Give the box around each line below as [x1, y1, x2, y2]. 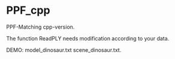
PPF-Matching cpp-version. [6, 23, 75, 30]
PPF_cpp [6, 4, 50, 17]
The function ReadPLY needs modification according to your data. [6, 35, 170, 42]
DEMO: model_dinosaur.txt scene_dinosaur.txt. [6, 46, 122, 54]
